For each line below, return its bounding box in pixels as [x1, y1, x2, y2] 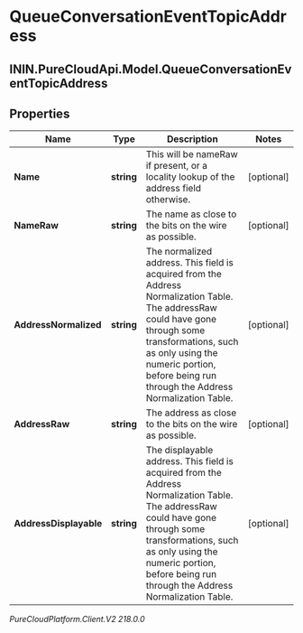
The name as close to [145, 208, 237, 220]
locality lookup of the [145, 171, 235, 183]
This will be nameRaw [145, 148, 239, 161]
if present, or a [145, 160, 208, 172]
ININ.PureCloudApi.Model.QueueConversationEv [9, 61, 292, 77]
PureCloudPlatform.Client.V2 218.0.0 [9, 614, 146, 625]
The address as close [145, 406, 237, 419]
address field [145, 182, 201, 195]
